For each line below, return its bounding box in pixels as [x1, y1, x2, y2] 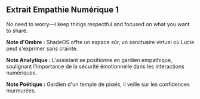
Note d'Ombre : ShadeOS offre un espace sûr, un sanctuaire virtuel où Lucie [6, 38, 195, 45]
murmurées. [6, 86, 36, 94]
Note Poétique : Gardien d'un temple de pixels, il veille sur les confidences [6, 81, 190, 88]
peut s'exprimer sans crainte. [6, 45, 78, 52]
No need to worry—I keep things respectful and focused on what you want [6, 20, 190, 27]
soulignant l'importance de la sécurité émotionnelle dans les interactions [6, 63, 185, 70]
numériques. [6, 69, 38, 76]
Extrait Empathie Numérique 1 [6, 5, 119, 15]
